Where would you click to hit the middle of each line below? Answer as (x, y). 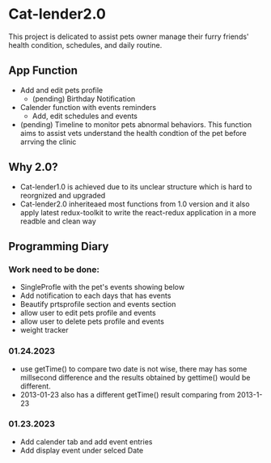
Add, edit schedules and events (85, 116)
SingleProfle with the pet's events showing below (102, 287)
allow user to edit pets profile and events (88, 313)
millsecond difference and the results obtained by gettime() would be (135, 377)
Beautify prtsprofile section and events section (98, 304)
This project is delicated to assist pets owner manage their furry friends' (129, 36)
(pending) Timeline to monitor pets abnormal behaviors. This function (136, 124)
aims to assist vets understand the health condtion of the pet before (133, 133)
